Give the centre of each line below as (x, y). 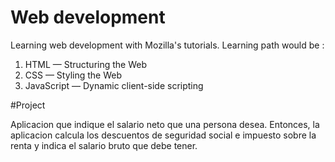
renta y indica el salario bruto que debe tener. (104, 145)
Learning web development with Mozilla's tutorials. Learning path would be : (167, 45)
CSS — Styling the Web (73, 75)
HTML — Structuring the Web (86, 64)
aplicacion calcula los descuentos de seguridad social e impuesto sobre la (163, 135)
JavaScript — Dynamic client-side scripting (114, 85)
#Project (28, 105)
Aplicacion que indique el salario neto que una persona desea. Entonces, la (165, 124)
